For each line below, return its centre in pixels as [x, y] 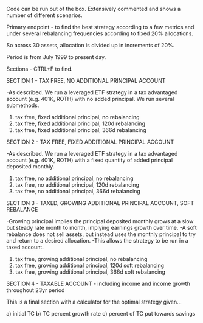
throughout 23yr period [36, 290]
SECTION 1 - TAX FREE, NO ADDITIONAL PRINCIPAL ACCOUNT [86, 81]
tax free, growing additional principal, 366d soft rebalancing [90, 272]
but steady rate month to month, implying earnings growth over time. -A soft [102, 228]
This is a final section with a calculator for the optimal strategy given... [94, 302]
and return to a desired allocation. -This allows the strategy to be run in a [97, 241]
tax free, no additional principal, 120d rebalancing [77, 185]
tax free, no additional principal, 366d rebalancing [78, 191]
